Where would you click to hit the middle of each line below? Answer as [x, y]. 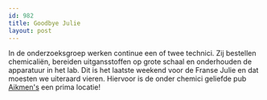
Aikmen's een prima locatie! [54, 87]
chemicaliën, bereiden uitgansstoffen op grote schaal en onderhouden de [130, 62]
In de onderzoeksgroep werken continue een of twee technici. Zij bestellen [132, 54]
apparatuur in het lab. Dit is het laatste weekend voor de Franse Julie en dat [133, 70]
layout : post [30, 30]
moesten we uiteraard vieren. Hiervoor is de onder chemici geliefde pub [127, 79]
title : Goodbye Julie [45, 23]
